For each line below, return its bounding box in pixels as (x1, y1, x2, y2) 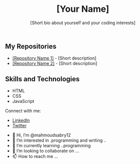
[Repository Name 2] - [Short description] (12, 61, 98, 66)
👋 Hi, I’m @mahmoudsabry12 (12, 132, 71, 138)
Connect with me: (5, 108, 41, 114)
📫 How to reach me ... (12, 154, 58, 160)
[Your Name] (56, 3, 109, 15)
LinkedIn (12, 117, 30, 124)
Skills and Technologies (5, 75, 80, 83)
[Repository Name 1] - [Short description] (12, 55, 97, 61)
